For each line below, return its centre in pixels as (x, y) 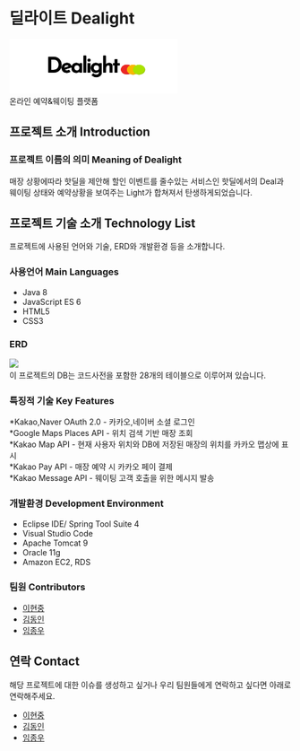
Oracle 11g (41, 552)
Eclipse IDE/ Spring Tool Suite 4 (81, 524)
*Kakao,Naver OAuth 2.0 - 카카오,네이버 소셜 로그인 (102, 422)
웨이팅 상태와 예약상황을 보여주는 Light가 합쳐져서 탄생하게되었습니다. (131, 192)
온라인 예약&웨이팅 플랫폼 (54, 100)
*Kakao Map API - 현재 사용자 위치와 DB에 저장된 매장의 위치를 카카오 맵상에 (144, 444)
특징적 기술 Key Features (62, 400)
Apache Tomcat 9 (55, 543)
